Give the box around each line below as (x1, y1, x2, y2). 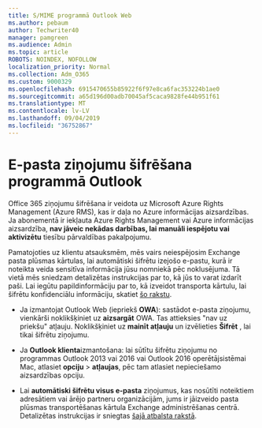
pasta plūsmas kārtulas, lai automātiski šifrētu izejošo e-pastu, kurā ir (8, 256, 233, 265)
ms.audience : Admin (8, 41, 72, 49)
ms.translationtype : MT (8, 99, 87, 107)
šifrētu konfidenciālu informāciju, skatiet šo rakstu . (8, 289, 172, 298)
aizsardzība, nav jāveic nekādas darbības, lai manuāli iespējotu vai (8, 223, 230, 233)
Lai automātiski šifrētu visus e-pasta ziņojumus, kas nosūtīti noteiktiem (19, 385, 254, 395)
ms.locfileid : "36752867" (8, 122, 93, 130)
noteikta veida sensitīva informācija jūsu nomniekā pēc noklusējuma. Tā (8, 264, 240, 273)
